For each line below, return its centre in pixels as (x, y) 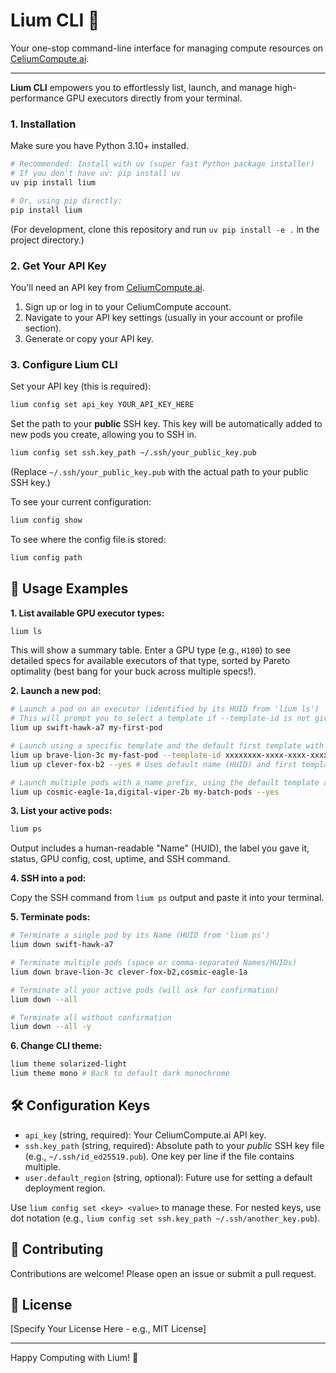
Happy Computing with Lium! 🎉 (74, 1358)
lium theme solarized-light (69, 1064)
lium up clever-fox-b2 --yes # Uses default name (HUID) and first (154, 764)
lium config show (46, 520)
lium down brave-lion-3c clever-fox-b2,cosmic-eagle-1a (129, 972)
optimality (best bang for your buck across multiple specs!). (133, 671)
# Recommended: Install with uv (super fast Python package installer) (162, 164)
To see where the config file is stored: (88, 539)
